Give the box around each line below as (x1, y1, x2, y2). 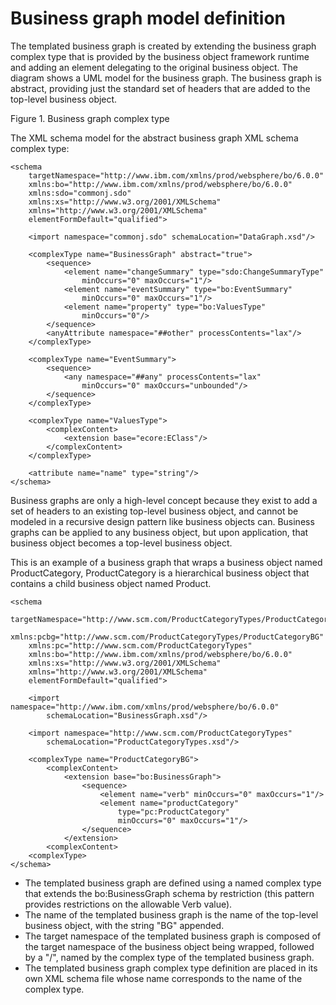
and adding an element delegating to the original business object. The (10, 61, 299, 73)
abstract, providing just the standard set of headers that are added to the (10, 82, 311, 94)
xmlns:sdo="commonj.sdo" (28, 188, 132, 198)
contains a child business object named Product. (10, 577, 212, 589)
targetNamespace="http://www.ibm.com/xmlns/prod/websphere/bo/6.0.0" (28, 170, 325, 181)
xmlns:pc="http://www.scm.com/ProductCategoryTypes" (28, 640, 253, 651)
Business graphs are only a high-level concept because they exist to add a (10, 494, 318, 506)
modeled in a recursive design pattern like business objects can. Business (10, 515, 315, 527)
